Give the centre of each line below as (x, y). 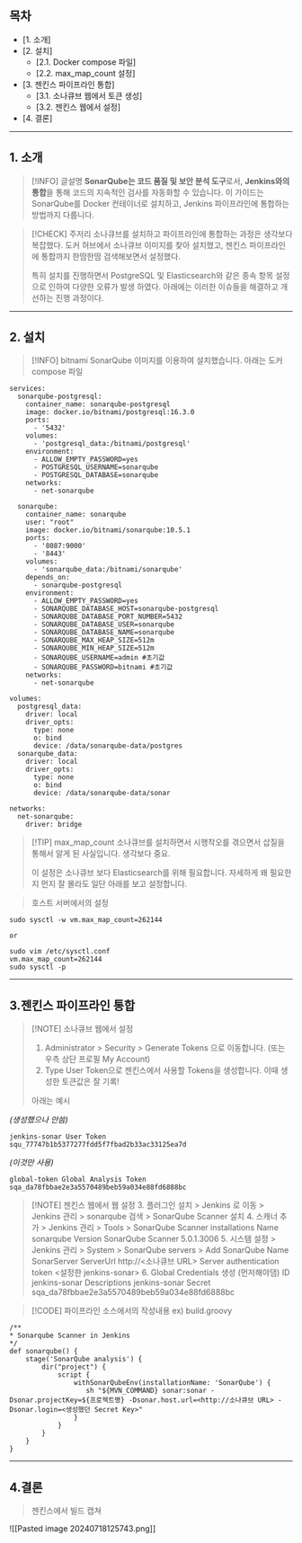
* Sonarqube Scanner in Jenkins (70, 1336)
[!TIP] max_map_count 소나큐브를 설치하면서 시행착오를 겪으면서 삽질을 (158, 842)
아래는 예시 (51, 1101)
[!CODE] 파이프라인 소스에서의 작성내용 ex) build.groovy (132, 1311)
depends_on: (48, 578)
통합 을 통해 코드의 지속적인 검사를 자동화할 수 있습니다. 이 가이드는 (147, 192)
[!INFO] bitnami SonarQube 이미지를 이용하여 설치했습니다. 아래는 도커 (157, 360)
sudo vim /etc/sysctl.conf (60, 952)
